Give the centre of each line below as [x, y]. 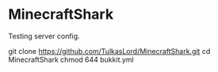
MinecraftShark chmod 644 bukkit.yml [71, 59]
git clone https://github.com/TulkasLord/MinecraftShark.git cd [109, 51]
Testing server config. [44, 36]
